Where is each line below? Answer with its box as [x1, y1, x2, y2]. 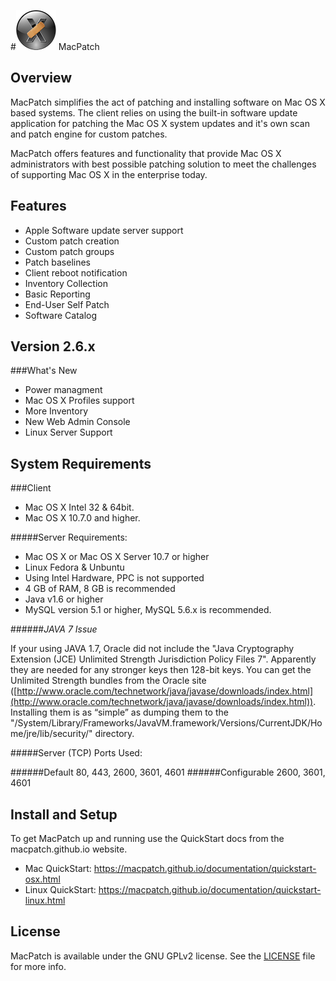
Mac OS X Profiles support [24, 395, 135, 407]
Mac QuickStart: [24, 863, 92, 875]
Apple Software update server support [24, 224, 184, 236]
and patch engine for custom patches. [10, 128, 168, 140]
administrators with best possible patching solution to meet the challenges [10, 158, 317, 170]
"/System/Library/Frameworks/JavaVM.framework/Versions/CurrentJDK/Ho [10, 717, 323, 729]
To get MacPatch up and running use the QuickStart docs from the [10, 833, 285, 845]
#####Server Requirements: [10, 531, 128, 544]
